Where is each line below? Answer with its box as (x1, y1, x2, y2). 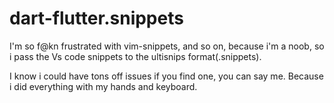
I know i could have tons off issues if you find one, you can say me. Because (9, 70, 324, 82)
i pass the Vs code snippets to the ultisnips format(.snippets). (9, 50, 262, 62)
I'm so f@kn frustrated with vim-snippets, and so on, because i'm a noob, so (9, 40, 325, 52)
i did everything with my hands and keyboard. (9, 80, 198, 92)
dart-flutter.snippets (9, 7, 184, 30)
